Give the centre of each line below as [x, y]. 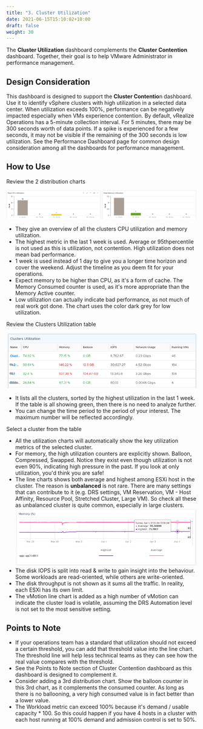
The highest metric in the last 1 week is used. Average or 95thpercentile [104, 242]
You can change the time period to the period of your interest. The [98, 411]
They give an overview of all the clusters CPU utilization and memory [101, 229]
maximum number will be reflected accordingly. [75, 417]
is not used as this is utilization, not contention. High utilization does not [105, 248]
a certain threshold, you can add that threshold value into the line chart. [104, 649]
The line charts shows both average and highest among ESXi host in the [105, 480]
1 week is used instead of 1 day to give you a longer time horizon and [101, 261]
